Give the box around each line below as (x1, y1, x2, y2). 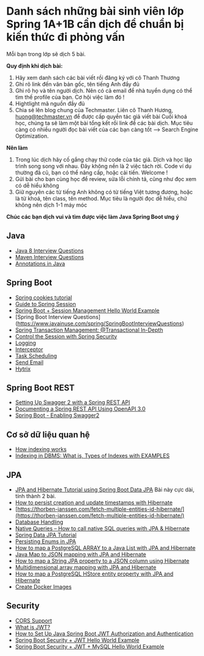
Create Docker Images (15, 583, 72, 590)
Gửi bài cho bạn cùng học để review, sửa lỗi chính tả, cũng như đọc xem (15, 175, 197, 182)
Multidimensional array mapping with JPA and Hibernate (15, 564, 157, 571)
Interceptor (15, 346, 44, 353)
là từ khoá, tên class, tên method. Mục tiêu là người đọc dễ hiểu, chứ (15, 194, 188, 202)
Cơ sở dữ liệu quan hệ (6, 429, 90, 440)
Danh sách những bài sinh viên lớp (6, 4, 185, 18)
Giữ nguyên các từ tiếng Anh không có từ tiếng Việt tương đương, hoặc (15, 188, 193, 196)
